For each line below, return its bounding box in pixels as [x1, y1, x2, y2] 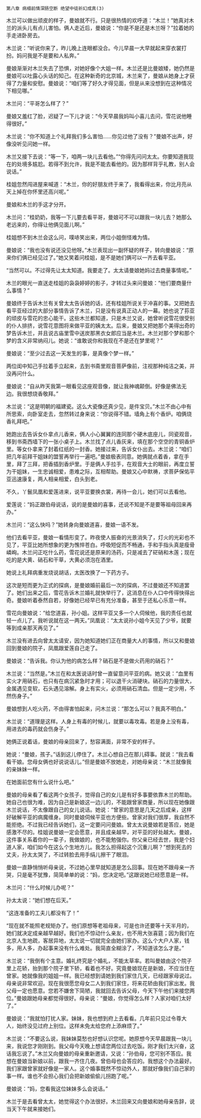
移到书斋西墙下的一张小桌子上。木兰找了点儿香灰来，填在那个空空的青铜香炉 [6, 438, 195, 445]
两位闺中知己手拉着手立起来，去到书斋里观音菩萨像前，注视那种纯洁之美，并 [6, 363, 195, 369]
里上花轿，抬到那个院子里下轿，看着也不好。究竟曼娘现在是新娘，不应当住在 [6, 965, 195, 971]
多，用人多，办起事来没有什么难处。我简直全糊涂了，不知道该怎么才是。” [6, 944, 184, 952]
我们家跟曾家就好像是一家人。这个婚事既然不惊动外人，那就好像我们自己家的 [6, 1065, 195, 1072]
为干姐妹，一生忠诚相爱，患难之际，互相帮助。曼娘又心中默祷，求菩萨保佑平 [6, 468, 195, 475]
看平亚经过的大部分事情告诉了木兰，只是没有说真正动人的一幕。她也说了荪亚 [6, 307, 195, 314]
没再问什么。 [6, 370, 38, 377]
